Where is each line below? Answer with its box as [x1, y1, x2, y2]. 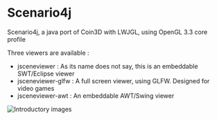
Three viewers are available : [7, 49, 89, 57]
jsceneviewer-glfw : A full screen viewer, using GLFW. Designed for [17, 76, 210, 85]
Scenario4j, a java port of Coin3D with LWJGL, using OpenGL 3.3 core [7, 28, 208, 36]
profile [7, 35, 26, 43]
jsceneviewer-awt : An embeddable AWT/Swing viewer [17, 92, 175, 100]
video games [17, 84, 55, 92]
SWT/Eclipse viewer [17, 69, 75, 78]
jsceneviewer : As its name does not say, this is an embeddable [17, 62, 198, 70]
